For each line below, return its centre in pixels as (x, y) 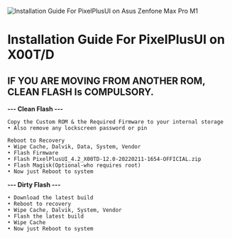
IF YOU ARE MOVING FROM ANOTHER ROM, (106, 80)
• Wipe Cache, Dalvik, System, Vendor (65, 210)
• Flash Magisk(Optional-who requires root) (74, 165)
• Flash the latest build (45, 216)
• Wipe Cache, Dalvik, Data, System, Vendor (74, 147)
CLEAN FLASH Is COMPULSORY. (81, 92)
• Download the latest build (50, 198)
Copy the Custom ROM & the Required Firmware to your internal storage (115, 122)
